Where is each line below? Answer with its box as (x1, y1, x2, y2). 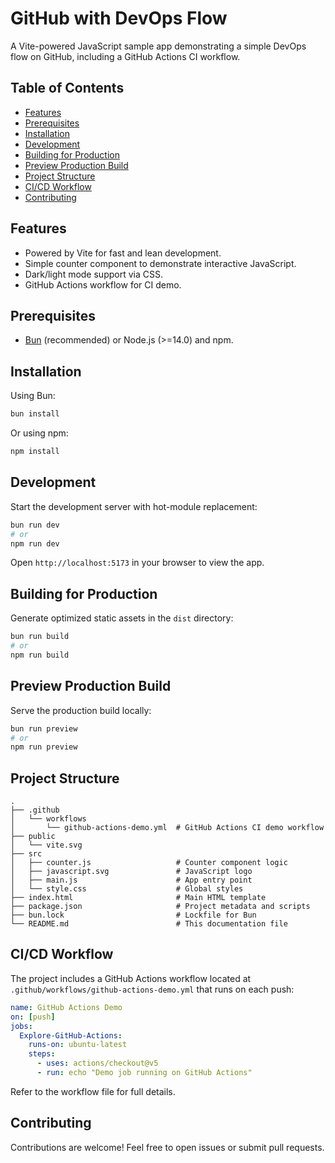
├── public (10, 832, 56, 842)
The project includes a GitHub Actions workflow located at (10, 972, 252, 984)
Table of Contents (10, 80, 125, 97)
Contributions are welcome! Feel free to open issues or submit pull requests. (10, 1141, 325, 1153)
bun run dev (10, 520, 60, 530)
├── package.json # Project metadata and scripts (10, 902, 311, 912)
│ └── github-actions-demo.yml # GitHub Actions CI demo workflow (10, 823, 325, 833)
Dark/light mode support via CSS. (24, 268, 163, 280)
